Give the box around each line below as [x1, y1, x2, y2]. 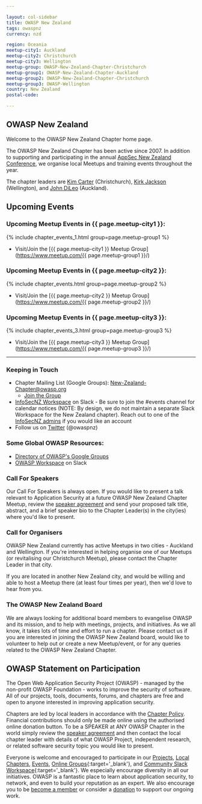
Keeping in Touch [6, 366, 58, 374]
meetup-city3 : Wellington [6, 58, 71, 64]
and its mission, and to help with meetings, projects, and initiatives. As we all [6, 621, 196, 628]
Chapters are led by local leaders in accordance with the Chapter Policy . [6, 710, 185, 717]
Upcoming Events [6, 202, 74, 212]
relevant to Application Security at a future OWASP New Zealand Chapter [6, 494, 188, 501]
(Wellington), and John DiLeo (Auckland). [6, 184, 108, 191]
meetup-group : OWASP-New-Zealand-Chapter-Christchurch [6, 64, 147, 70]
